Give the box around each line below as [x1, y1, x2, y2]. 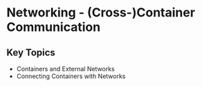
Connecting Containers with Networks [16, 72, 126, 80]
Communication [6, 19, 101, 35]
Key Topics [6, 47, 56, 58]
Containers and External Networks [16, 65, 115, 73]
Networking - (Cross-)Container [6, 5, 195, 21]
